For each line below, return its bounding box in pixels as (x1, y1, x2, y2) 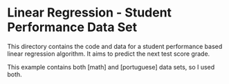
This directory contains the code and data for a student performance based (7, 42, 223, 50)
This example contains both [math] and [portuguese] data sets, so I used (7, 63, 215, 71)
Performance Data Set (7, 19, 137, 35)
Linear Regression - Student (7, 5, 172, 21)
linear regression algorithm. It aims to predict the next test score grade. (7, 50, 210, 58)
